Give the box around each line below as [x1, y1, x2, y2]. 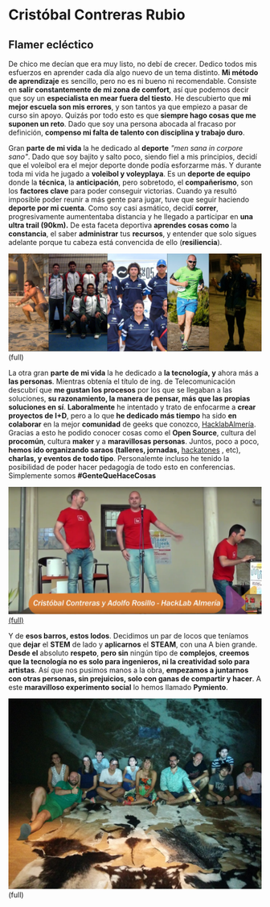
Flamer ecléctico [8, 38, 94, 52]
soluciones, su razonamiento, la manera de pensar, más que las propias [8, 393, 251, 403]
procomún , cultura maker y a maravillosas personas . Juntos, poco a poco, [8, 436, 260, 446]
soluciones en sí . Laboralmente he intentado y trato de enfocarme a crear [8, 401, 256, 412]
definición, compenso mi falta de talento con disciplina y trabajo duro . [8, 127, 245, 137]
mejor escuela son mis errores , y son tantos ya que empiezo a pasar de [8, 102, 248, 111]
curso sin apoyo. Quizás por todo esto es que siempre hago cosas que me [8, 110, 257, 120]
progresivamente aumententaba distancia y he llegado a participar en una [8, 212, 253, 221]
